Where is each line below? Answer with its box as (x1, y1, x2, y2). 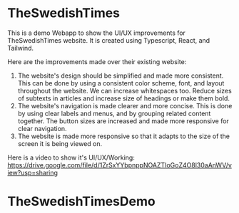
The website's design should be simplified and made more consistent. (17, 71, 224, 80)
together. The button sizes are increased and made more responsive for (17, 116, 230, 125)
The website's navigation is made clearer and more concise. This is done (17, 101, 233, 110)
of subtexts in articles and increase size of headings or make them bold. (17, 94, 230, 103)
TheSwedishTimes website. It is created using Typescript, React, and (7, 36, 210, 44)
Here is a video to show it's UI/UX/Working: (7, 153, 136, 162)
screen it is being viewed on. (17, 139, 103, 147)
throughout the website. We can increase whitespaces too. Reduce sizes (17, 86, 232, 95)
